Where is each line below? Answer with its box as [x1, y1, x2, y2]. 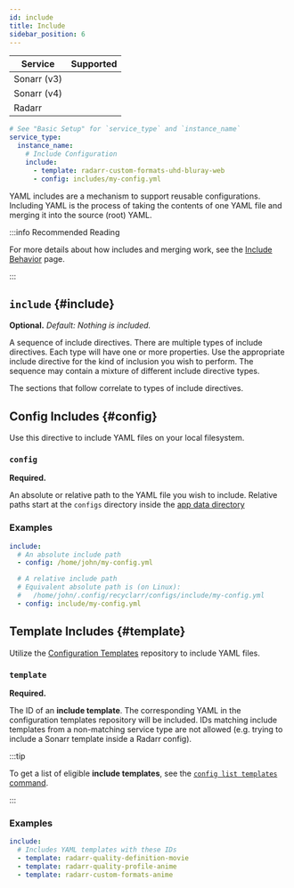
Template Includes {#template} [9, 624, 186, 640]
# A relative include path [17, 574, 118, 583]
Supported [70, 58, 118, 70]
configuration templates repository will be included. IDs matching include [9, 714, 278, 725]
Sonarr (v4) [13, 87, 62, 100]
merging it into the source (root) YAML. [9, 209, 153, 220]
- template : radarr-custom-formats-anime [17, 870, 174, 879]
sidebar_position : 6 [9, 29, 86, 38]
